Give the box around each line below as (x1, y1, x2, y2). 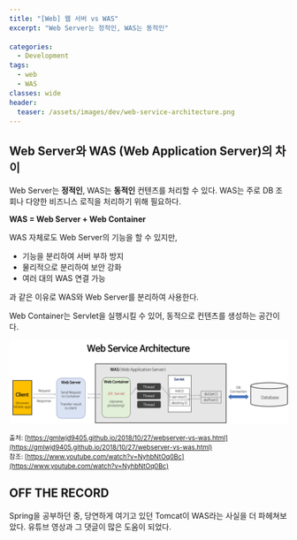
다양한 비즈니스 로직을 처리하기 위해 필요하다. (25, 196, 182, 207)
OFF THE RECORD (9, 486, 110, 501)
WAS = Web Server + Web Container (9, 214, 146, 224)
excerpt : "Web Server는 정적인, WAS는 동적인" (9, 23, 170, 33)
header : (9, 98, 38, 107)
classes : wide (9, 88, 62, 97)
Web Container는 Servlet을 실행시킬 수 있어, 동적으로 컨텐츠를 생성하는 (9, 310, 257, 322)
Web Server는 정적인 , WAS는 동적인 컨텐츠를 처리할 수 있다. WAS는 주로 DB (9, 186, 274, 196)
